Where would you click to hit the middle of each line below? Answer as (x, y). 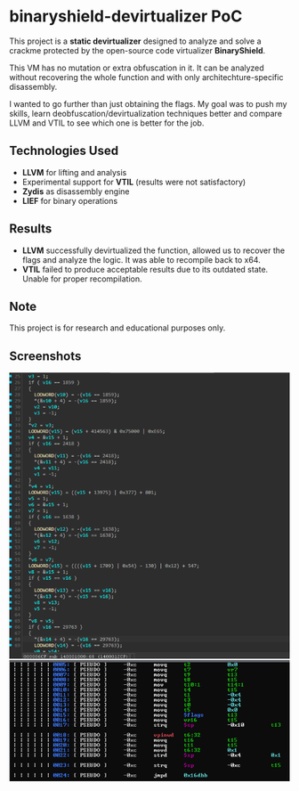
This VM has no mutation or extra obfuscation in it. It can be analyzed (137, 68)
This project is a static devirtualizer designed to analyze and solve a (135, 41)
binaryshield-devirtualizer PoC (126, 16)
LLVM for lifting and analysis (74, 172)
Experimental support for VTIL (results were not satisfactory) (134, 182)
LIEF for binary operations (70, 200)
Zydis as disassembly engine (76, 191)
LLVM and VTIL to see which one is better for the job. (107, 123)
